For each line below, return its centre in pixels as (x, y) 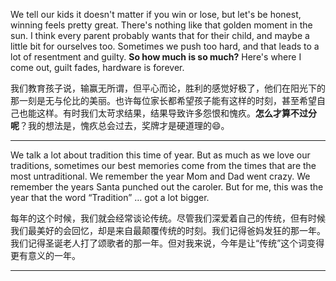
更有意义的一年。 (45, 255)
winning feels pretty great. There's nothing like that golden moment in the (161, 25)
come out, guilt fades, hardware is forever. (97, 67)
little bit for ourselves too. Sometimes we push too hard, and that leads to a (165, 46)
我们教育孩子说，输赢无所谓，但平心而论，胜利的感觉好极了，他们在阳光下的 (168, 88)
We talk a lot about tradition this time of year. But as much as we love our (160, 155)
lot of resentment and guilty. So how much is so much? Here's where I (156, 57)
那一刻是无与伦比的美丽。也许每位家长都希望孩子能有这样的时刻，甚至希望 (163, 100)
